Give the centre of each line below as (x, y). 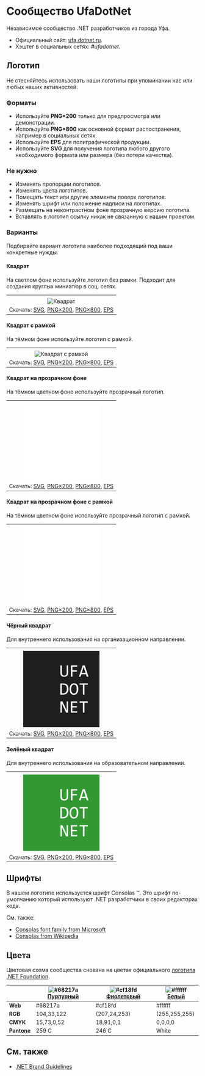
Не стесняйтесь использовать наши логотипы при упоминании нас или (99, 80)
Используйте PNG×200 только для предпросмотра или (88, 116)
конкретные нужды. (32, 252)
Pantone (20, 1031)
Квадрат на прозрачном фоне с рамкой (59, 502)
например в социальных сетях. (56, 136)
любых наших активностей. (42, 87)
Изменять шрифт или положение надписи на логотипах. (88, 203)
